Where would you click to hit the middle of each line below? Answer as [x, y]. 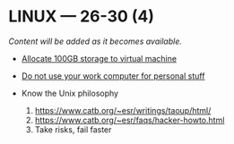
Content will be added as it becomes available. [95, 41]
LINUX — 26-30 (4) [81, 17]
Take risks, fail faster [73, 129]
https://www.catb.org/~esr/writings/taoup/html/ [123, 110]
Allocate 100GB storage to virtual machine [99, 58]
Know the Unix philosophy [69, 93]
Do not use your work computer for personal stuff [113, 76]
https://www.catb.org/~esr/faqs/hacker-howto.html [130, 120]
